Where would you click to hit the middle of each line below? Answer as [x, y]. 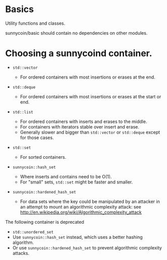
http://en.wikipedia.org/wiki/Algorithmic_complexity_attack [81, 212]
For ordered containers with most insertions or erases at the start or [91, 96]
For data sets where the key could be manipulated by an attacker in [90, 201]
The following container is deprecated [45, 222]
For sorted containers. [43, 157]
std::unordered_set [33, 232]
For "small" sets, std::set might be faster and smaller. [76, 182]
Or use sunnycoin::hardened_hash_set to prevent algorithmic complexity [87, 247]
